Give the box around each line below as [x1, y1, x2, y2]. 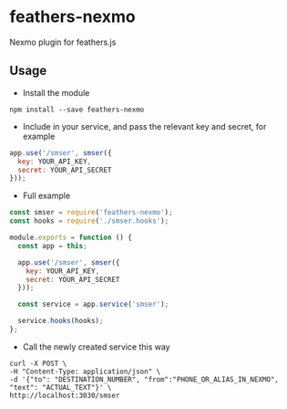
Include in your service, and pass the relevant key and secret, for [22, 121, 267, 131]
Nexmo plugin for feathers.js [9, 37, 117, 47]
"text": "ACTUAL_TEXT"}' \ [9, 383, 112, 392]
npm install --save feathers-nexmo [9, 105, 145, 114]
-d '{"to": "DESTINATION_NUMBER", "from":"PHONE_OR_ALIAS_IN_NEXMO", [9, 374, 280, 384]
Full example [22, 190, 71, 202]
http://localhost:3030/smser [9, 391, 120, 400]
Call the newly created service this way [22, 341, 170, 352]
